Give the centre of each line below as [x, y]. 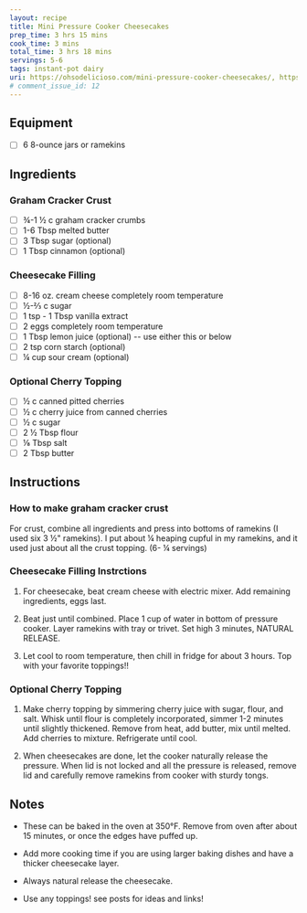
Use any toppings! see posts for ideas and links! [113, 898]
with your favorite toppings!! [76, 665]
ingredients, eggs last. [64, 600]
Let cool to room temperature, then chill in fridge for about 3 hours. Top [157, 655]
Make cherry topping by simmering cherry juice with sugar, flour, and [153, 709]
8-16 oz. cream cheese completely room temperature [123, 295]
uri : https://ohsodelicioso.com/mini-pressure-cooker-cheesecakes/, [143, 78]
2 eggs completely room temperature [93, 326]
